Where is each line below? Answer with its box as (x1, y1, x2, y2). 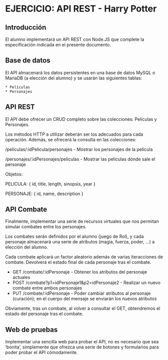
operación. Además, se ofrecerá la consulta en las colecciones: (5, 136, 136, 142)
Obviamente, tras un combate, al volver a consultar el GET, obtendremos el (5, 305, 160, 312)
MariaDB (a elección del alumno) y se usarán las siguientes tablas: (5, 75, 142, 81)
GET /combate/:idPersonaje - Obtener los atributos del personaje (12, 269, 147, 275)
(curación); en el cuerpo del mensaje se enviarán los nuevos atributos (12, 296, 157, 302)
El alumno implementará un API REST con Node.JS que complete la (5, 36, 144, 42)
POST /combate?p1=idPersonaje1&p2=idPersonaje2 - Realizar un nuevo (12, 280, 160, 286)
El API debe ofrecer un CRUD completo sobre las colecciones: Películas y (5, 116, 157, 122)
